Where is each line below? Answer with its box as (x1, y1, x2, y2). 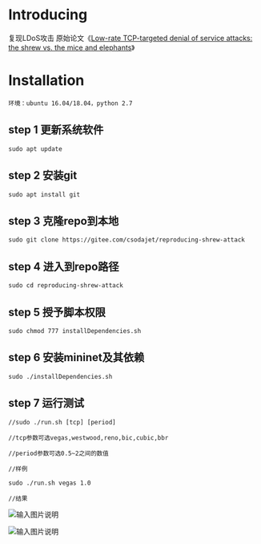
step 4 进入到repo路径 (8, 259, 119, 274)
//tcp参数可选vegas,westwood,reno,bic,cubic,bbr (8, 433, 169, 442)
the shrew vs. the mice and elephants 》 (8, 43, 135, 52)
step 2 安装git (8, 168, 78, 182)
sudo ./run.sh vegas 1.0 (8, 479, 91, 487)
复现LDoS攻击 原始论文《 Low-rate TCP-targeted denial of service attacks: (8, 33, 253, 43)
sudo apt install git (8, 190, 81, 198)
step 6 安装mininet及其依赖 (8, 351, 145, 364)
